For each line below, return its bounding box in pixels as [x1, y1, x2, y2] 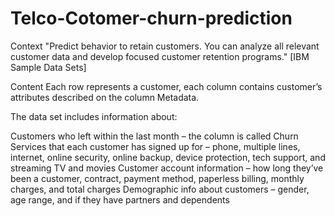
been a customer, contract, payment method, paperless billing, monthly [10, 172, 305, 184]
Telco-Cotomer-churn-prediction [10, 7, 293, 30]
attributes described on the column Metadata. [10, 91, 200, 103]
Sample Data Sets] [10, 61, 87, 73]
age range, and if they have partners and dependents [10, 193, 230, 206]
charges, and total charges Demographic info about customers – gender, [10, 183, 310, 195]
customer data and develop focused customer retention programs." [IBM [10, 50, 310, 62]
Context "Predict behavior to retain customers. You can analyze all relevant [10, 40, 320, 52]
